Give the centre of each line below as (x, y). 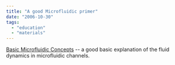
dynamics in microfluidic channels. (48, 56)
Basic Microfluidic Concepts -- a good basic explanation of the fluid (88, 49)
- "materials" (28, 33)
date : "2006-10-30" (30, 17)
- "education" (28, 28)
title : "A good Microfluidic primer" (52, 11)
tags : (13, 22)
